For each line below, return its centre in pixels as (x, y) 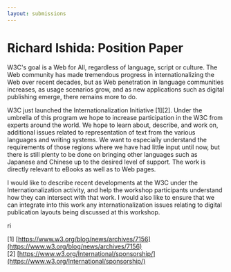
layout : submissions (37, 14)
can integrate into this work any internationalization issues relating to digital (115, 205)
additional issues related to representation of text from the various (101, 132)
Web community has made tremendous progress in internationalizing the (111, 74)
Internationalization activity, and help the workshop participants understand (115, 190)
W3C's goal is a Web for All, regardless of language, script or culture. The (112, 67)
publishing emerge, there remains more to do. (72, 96)
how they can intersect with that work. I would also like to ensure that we (111, 197)
